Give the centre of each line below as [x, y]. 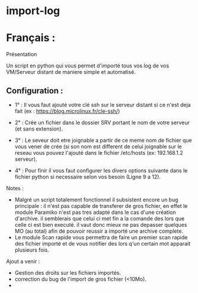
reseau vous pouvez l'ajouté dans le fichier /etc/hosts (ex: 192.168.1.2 [99, 152]
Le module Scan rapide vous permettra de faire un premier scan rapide [101, 237]
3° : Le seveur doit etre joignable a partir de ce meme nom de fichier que [103, 140]
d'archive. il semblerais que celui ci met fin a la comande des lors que [100, 218]
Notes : [15, 188]
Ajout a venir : [23, 261]
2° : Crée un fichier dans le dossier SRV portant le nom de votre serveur [102, 122]
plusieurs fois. [32, 250]
